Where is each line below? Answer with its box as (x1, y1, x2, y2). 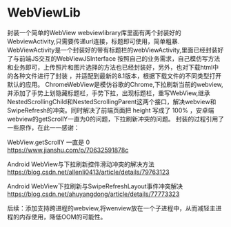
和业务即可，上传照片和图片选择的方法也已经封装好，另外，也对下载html (7, 63, 213, 71)
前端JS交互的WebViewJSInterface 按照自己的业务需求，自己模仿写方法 (19, 54, 221, 63)
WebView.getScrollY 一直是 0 (7, 138, 90, 146)
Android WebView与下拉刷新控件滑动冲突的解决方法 (7, 160, 155, 168)
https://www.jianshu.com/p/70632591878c (7, 146, 129, 154)
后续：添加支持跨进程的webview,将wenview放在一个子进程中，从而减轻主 (7, 204, 216, 212)
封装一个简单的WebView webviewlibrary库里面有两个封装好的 (7, 28, 181, 37)
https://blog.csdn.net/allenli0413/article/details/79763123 (7, 168, 170, 176)
